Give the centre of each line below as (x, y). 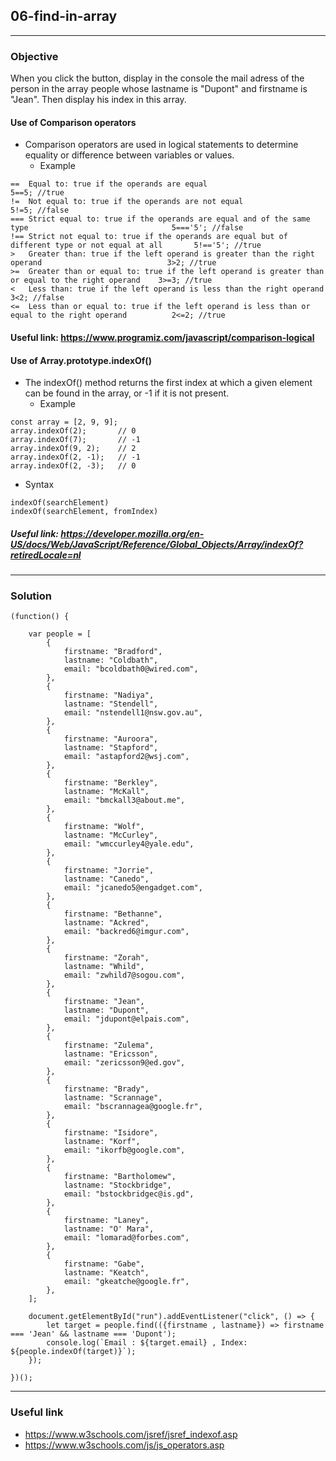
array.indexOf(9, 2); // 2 (73, 449)
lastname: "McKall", (106, 792)
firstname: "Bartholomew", (120, 1177)
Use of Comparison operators (73, 122)
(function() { (40, 617)
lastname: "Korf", (102, 1142)
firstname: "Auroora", (111, 739)
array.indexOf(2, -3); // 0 (73, 466)
